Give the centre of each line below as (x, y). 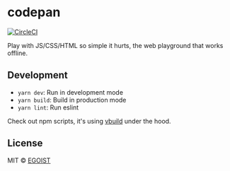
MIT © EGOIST (29, 160)
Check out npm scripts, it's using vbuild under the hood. (89, 121)
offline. (18, 53)
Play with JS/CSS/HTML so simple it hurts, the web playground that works (115, 45)
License (25, 143)
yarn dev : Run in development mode (70, 92)
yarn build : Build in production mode (72, 100)
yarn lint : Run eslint (48, 107)
